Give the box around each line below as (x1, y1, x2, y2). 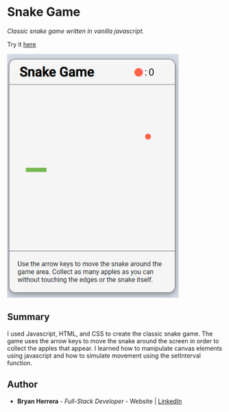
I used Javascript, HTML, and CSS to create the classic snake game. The (7, 329, 213, 338)
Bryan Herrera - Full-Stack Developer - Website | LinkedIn (16, 397, 182, 405)
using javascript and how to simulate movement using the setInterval (7, 351, 201, 360)
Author (7, 379, 38, 391)
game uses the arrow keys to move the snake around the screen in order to (7, 336, 219, 345)
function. (7, 358, 33, 367)
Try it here (7, 40, 36, 48)
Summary (7, 311, 50, 323)
